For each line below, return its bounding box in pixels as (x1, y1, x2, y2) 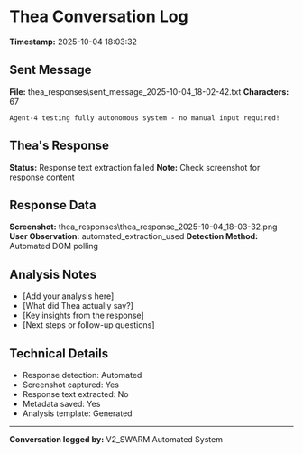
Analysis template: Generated (22, 408, 133, 419)
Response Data (9, 197, 96, 213)
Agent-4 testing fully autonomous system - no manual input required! (9, 113, 280, 123)
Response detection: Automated (22, 370, 142, 380)
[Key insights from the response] (22, 310, 144, 321)
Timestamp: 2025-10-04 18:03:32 (9, 36, 138, 47)
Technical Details (9, 346, 109, 361)
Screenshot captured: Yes (22, 379, 120, 390)
